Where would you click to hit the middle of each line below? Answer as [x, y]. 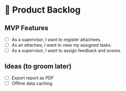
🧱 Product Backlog [43, 10]
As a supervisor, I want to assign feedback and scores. [67, 51]
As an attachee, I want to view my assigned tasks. [62, 45]
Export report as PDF [33, 78]
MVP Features [27, 28]
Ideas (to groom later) [38, 66]
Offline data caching [32, 83]
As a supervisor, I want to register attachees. [56, 39]
